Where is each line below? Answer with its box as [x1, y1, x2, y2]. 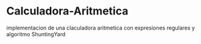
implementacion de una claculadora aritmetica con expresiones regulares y [6, 24, 195, 31]
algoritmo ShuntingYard [6, 30, 66, 37]
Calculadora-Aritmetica [6, 4, 129, 18]
